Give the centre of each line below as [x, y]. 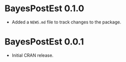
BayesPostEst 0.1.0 [45, 9]
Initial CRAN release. [32, 55]
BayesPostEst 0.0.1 [44, 42]
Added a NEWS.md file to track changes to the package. [66, 22]
